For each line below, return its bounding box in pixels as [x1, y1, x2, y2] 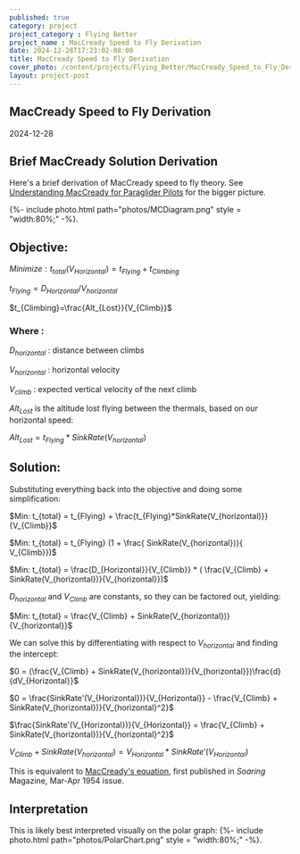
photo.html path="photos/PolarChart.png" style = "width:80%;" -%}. [9, 834, 262, 845]
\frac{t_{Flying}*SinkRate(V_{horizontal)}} [114, 510, 269, 521]
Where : [9, 324, 45, 337]
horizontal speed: [9, 414, 74, 425]
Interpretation [9, 801, 88, 816]
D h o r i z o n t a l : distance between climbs [9, 345, 145, 357]
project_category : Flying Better [9, 29, 138, 38]
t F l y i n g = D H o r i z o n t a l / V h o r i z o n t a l [9, 282, 118, 296]
